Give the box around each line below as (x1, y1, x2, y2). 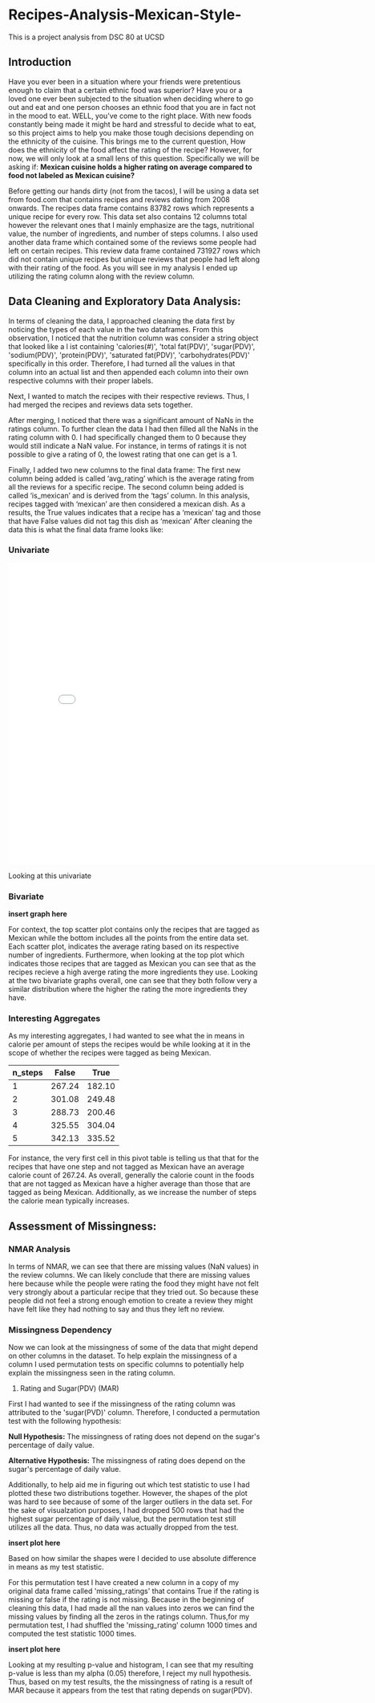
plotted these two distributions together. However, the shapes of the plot (8, 1489, 248, 1498)
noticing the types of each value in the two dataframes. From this (8, 324, 224, 334)
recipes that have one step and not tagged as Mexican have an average (8, 1162, 244, 1172)
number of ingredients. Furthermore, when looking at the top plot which (8, 950, 244, 960)
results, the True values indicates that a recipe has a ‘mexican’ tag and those (8, 507, 261, 517)
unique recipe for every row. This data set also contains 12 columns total (8, 211, 247, 222)
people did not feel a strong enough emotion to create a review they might (8, 1296, 254, 1306)
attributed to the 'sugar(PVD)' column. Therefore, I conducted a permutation (8, 1408, 260, 1417)
